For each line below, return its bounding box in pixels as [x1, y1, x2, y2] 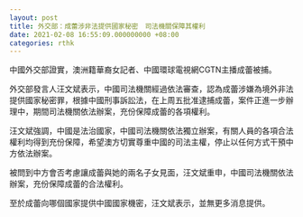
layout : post [9, 13, 59, 23]
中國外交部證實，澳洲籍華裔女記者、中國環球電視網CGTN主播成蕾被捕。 [9, 64, 277, 75]
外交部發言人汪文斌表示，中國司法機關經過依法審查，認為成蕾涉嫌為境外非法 [9, 83, 294, 95]
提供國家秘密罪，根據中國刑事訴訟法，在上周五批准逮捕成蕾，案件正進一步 [9, 95, 286, 106]
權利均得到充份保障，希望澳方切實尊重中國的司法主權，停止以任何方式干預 [9, 137, 286, 147]
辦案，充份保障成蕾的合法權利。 [9, 178, 128, 190]
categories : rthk [9, 38, 75, 48]
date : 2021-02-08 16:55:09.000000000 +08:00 [9, 30, 179, 39]
